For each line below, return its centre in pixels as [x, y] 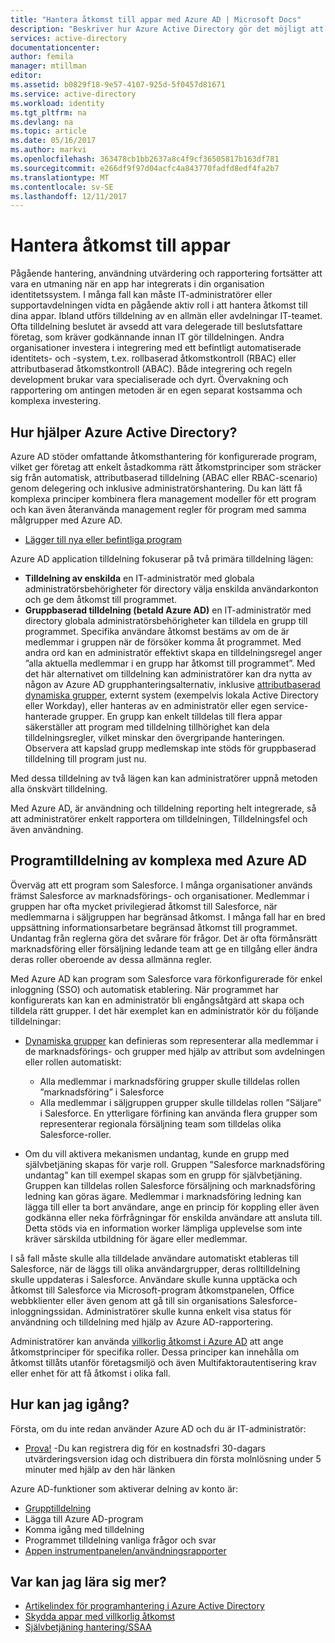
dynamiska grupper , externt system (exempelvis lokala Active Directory [171, 695]
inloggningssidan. [47, 1311]
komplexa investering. [56, 401]
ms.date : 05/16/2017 [53, 141]
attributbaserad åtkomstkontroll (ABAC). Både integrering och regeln [151, 369]
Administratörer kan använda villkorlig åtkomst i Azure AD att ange [147, 1341]
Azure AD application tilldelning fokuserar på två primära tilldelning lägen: [162, 559]
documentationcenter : [55, 47]
